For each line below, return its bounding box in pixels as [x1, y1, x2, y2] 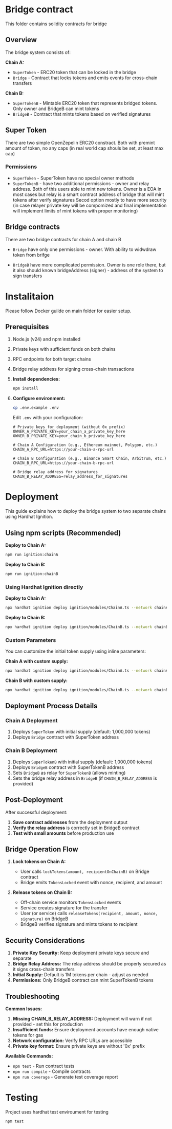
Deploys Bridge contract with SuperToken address [12, 734, 119, 740]
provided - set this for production [12, 1021, 83, 1027]
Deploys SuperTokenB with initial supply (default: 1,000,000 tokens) [12, 759, 153, 765]
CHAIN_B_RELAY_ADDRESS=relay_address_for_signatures [12, 474, 128, 479]
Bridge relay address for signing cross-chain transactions [12, 366, 134, 372]
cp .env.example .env [12, 405, 59, 410]
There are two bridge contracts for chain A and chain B [5, 236, 121, 242]
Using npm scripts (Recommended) [5, 528, 121, 537]
